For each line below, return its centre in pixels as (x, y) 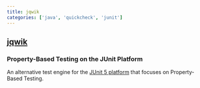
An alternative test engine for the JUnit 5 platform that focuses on (88, 72)
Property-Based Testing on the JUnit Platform (75, 59)
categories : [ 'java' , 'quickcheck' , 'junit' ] (65, 17)
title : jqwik (23, 12)
